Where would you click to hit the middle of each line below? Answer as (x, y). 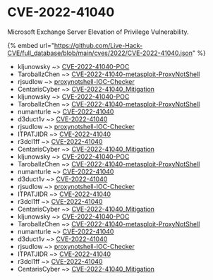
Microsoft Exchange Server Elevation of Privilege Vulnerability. (98, 32)
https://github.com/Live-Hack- (98, 45)
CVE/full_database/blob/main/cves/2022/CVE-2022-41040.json (100, 53)
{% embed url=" (31, 45)
